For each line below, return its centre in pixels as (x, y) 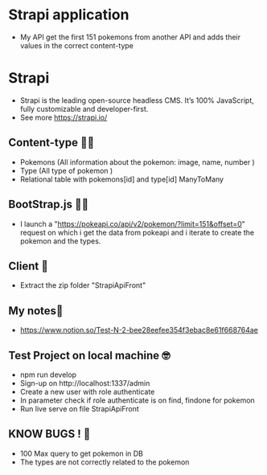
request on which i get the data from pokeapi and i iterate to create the (137, 232)
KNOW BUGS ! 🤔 (49, 434)
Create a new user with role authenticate (87, 391)
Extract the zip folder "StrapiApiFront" (83, 285)
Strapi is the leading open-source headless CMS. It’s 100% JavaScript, (137, 100)
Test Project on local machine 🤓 (89, 355)
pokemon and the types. (60, 241)
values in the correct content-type (77, 45)
